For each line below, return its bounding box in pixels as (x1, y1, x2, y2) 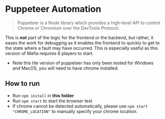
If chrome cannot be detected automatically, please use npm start (12, 103, 148, 109)
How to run (5, 79, 40, 88)
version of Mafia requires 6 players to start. (5, 50, 94, 56)
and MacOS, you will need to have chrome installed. (12, 65, 119, 71)
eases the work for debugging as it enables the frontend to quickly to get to (5, 40, 160, 45)
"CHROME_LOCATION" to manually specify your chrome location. (12, 108, 138, 114)
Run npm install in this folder (12, 92, 74, 98)
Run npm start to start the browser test (12, 98, 92, 104)
